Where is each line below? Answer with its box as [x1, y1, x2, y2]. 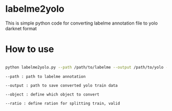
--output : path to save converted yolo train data [5, 83, 118, 88]
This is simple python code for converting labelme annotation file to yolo [5, 20, 158, 26]
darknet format [5, 25, 37, 31]
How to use [5, 43, 54, 55]
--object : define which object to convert [5, 92, 100, 97]
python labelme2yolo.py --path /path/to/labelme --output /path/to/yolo [5, 64, 164, 70]
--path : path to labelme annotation [5, 74, 86, 79]
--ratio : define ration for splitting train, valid [5, 101, 120, 106]
